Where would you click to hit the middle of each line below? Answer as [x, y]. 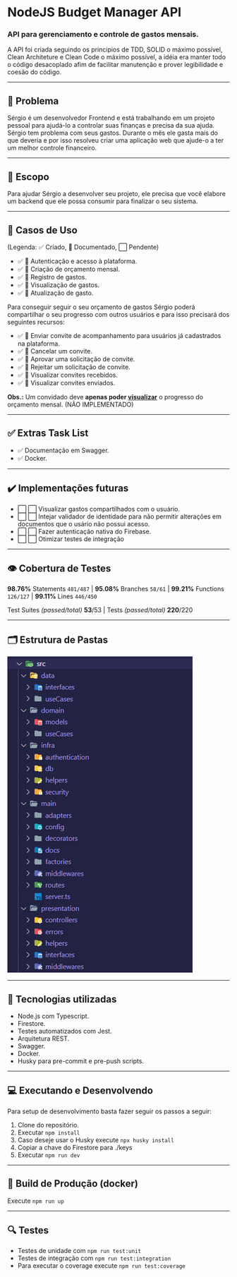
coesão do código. [35, 72]
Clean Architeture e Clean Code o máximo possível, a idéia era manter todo [117, 57]
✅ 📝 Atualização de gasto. [55, 293]
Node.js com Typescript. [53, 1016]
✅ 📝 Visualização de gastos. [59, 285]
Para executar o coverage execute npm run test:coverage [101, 1266]
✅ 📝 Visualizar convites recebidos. [68, 375]
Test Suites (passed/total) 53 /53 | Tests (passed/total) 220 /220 [100, 610]
